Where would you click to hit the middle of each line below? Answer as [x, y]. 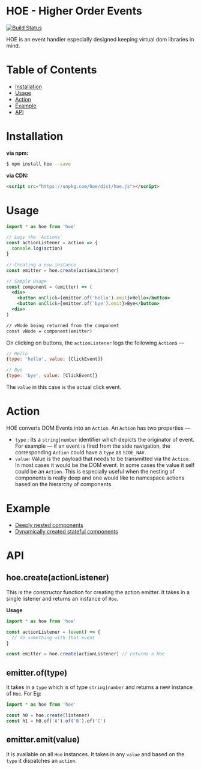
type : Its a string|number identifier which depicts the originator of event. [105, 439]
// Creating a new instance [41, 265]
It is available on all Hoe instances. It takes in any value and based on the [95, 754]
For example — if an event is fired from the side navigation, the [93, 446]
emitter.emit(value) [43, 740]
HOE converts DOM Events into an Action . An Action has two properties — [98, 428]
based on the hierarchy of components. [64, 484]
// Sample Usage [26, 281]
